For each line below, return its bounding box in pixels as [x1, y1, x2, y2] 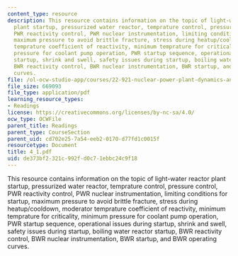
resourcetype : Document [7, 142, 78, 149]
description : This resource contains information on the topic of [7, 17, 208, 24]
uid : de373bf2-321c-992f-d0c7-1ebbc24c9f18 [7, 155, 138, 163]
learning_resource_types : [7, 96, 84, 103]
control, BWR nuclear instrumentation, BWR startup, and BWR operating [7, 234, 217, 243]
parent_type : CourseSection [7, 129, 91, 136]
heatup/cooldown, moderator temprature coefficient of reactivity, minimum [7, 204, 226, 213]
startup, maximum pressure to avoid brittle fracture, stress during [7, 197, 198, 205]
